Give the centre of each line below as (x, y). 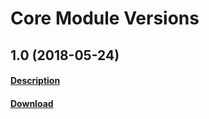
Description (35, 81)
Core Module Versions (105, 18)
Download (32, 103)
